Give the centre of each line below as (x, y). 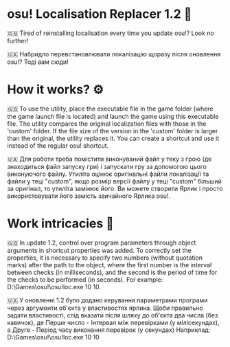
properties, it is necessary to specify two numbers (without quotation (105, 258)
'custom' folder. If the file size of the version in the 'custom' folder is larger (113, 131)
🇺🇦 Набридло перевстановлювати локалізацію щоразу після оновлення (114, 54)
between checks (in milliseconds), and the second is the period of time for (112, 272)
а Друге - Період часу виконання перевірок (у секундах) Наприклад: (109, 330)
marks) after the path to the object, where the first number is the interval (110, 265)
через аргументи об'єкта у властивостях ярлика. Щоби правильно (105, 308)
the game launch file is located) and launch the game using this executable (113, 116)
